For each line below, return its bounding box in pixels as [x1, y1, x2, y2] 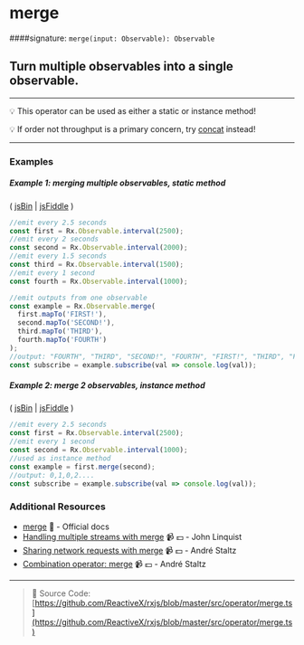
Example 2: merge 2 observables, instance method [9, 380, 205, 391]
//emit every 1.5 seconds [9, 251, 107, 261]
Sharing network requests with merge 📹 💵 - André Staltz [22, 545, 237, 555]
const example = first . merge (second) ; [9, 462, 156, 471]
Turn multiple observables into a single [9, 59, 233, 74]
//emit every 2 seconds [9, 234, 100, 244]
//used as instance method [9, 453, 111, 463]
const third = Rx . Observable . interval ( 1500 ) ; [9, 261, 184, 270]
